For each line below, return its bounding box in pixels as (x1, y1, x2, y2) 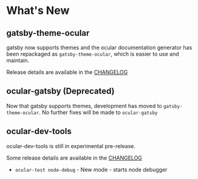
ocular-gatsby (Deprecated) (6, 86, 115, 96)
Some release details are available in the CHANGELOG (6, 154, 143, 161)
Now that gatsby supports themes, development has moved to (6, 102, 162, 109)
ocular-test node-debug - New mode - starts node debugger (15, 166, 168, 173)
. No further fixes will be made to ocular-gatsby (38, 109, 158, 116)
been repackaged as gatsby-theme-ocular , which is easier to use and (6, 50, 179, 58)
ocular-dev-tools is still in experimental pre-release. (6, 142, 135, 149)
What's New (6, 4, 70, 18)
